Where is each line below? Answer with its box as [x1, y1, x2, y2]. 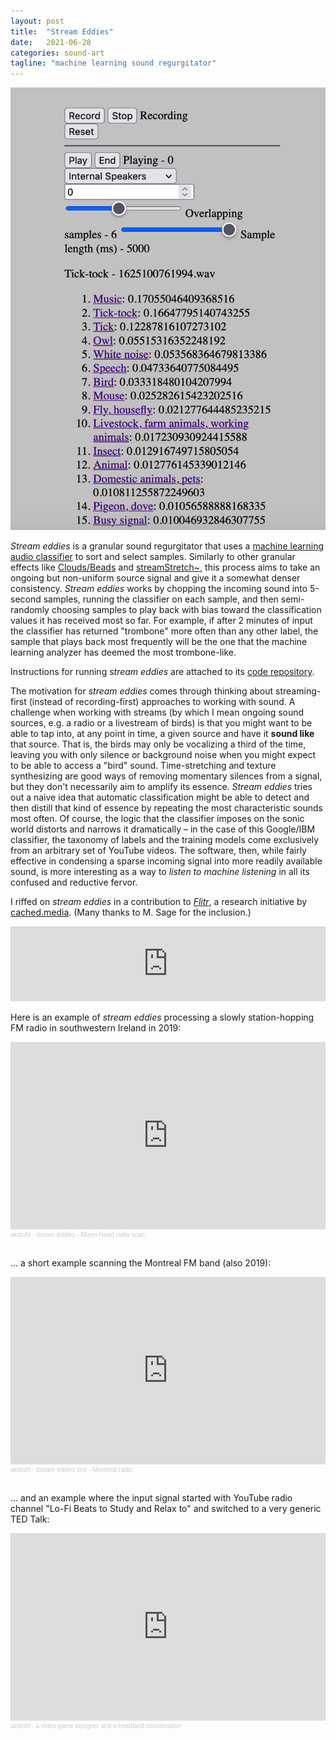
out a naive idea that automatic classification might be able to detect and [10, 791, 310, 804]
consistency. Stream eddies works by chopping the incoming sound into [10, 583, 308, 595]
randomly [10, 604, 50, 616]
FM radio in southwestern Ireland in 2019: [10, 1022, 182, 1034]
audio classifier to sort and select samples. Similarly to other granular [10, 551, 296, 563]
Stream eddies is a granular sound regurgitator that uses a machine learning [10, 540, 325, 552]
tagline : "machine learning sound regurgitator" [10, 58, 217, 69]
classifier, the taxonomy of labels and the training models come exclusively [10, 834, 320, 846]
